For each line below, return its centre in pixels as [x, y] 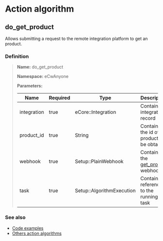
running [149, 197]
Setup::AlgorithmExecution [105, 191]
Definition [17, 56]
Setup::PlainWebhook [99, 162]
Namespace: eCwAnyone [43, 76]
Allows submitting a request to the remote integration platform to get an [76, 38]
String [82, 135]
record [148, 118]
